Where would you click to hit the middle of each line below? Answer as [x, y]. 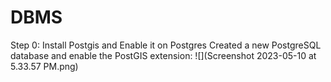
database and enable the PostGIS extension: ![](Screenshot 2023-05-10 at [163, 55]
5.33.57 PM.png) [44, 66]
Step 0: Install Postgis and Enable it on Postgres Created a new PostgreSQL [166, 45]
